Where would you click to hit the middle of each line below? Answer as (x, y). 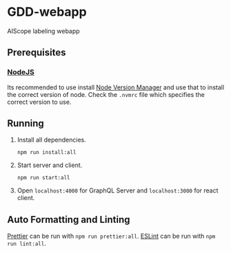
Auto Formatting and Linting (69, 220)
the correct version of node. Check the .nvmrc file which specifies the (106, 94)
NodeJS (21, 72)
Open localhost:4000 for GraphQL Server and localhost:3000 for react (118, 190)
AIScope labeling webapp (44, 31)
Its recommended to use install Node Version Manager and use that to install (116, 87)
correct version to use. (39, 102)
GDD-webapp (47, 12)
